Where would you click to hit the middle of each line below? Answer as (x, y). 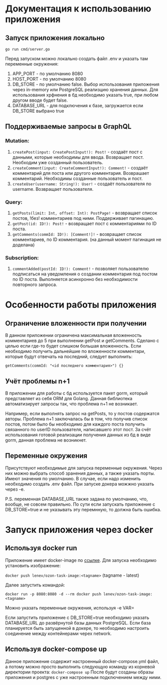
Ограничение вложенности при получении (76, 323)
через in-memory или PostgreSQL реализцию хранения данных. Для (85, 90)
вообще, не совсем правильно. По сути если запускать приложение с (80, 504)
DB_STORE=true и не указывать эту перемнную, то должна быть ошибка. (83, 509)
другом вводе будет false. (40, 100)
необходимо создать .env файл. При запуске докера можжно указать (80, 484)
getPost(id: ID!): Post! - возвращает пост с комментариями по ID (84, 223)
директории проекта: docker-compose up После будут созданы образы (79, 672)
